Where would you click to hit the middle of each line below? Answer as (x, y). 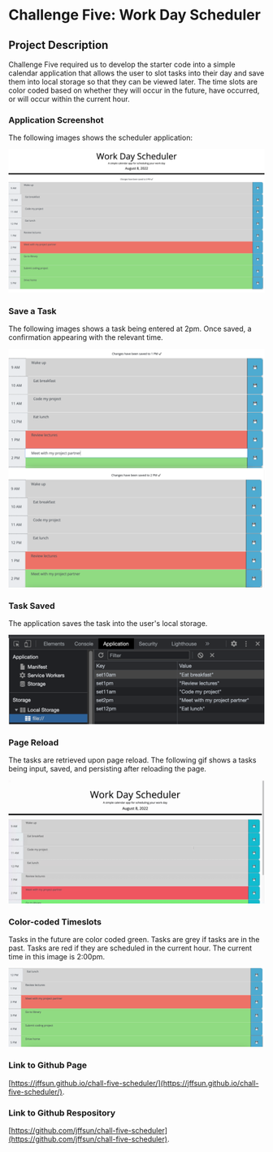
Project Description (58, 45)
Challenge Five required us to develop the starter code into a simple (122, 64)
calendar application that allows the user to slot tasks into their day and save (136, 73)
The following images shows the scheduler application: (101, 138)
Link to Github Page (48, 1065)
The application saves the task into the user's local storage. (108, 624)
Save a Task (32, 311)
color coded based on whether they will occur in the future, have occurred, (134, 90)
